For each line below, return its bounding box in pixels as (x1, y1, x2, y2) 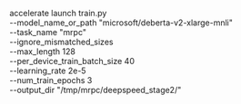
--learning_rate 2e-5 (9, 65, 86, 76)
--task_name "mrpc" (9, 27, 86, 37)
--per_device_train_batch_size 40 (9, 56, 135, 66)
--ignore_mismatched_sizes (9, 36, 114, 47)
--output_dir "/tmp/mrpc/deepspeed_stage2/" (9, 85, 182, 95)
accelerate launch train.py (9, 8, 107, 18)
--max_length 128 (9, 46, 75, 57)
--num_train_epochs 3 (9, 75, 93, 85)
